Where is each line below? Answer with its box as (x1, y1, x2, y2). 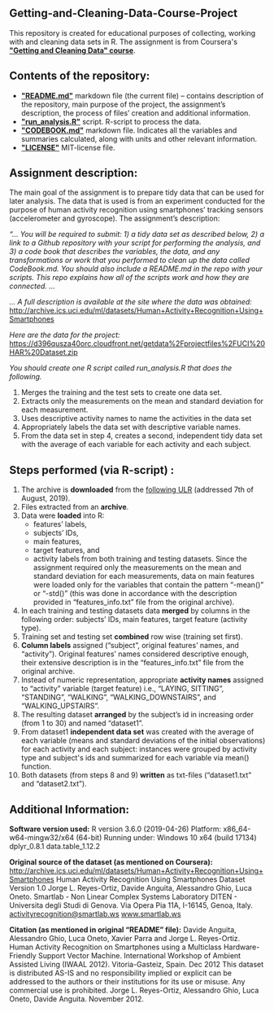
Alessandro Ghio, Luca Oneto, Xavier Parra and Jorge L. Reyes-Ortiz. (9, 934, 241, 944)
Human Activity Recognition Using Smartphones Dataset (56, 874, 246, 884)
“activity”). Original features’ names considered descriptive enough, (20, 649, 249, 659)
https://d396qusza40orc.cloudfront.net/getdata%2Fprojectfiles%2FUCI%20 (9, 339, 266, 348)
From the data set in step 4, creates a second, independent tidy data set (20, 431, 263, 440)
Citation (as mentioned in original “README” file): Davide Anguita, (9, 925, 237, 935)
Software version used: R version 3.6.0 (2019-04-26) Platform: (9, 824, 222, 834)
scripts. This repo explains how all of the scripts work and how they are (9, 273, 250, 283)
